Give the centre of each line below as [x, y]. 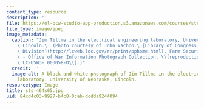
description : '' [27, 18]
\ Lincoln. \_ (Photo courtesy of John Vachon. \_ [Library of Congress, [108, 46]
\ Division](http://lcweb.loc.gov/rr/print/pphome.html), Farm [99, 51]
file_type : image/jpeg [35, 29]
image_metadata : [27, 35]
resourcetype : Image [32, 85]
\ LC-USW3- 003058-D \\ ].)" [51, 62]
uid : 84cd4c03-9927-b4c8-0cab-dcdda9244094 [62, 96]
